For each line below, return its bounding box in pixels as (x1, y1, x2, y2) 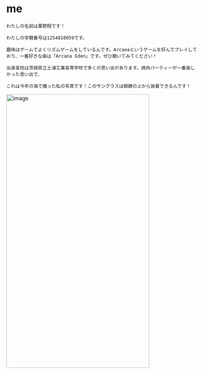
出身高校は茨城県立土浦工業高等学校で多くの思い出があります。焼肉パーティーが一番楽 (6, 64, 191, 71)
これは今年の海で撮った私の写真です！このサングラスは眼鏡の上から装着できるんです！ (6, 83, 191, 89)
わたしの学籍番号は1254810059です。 (6, 35, 88, 41)
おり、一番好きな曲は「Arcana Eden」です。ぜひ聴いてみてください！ (6, 53, 158, 59)
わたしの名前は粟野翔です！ (6, 23, 66, 29)
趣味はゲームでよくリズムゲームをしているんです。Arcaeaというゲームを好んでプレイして (6, 46, 197, 53)
